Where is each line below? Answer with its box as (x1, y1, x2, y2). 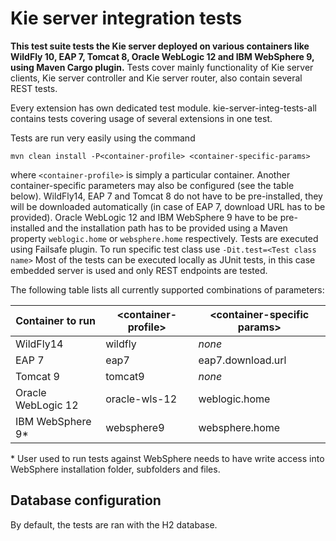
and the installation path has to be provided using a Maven (47, 222, 288, 234)
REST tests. (10, 82, 58, 94)
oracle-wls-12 (105, 392, 177, 406)
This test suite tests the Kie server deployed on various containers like (10, 40, 310, 52)
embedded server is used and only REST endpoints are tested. (10, 264, 268, 276)
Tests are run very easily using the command (10, 132, 196, 144)
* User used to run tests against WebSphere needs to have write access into (10, 452, 325, 464)
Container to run (15, 313, 96, 327)
